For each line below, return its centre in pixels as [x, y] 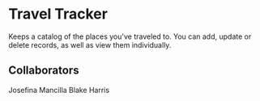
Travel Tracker [58, 14]
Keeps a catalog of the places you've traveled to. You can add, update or [130, 36]
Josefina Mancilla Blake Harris [59, 90]
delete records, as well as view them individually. [90, 44]
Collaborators [44, 71]
